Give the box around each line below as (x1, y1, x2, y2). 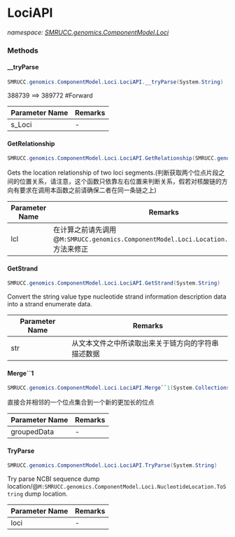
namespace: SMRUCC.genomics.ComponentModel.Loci (7, 28, 169, 36)
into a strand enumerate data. (7, 300, 92, 308)
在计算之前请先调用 (52, 225, 117, 235)
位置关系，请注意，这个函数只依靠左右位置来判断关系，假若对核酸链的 (19, 177, 222, 186)
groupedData (10, 427, 55, 437)
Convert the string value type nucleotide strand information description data (7, 292, 227, 301)
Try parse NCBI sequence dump (7, 475, 100, 483)
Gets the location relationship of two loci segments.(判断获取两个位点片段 (7, 168, 219, 177)
